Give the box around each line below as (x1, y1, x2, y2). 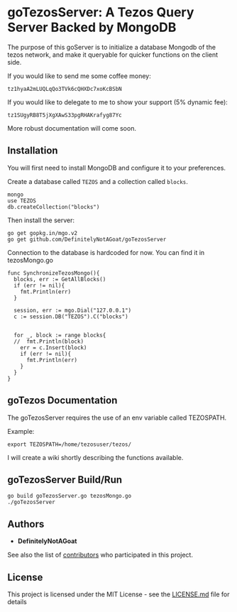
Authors (7, 518, 45, 530)
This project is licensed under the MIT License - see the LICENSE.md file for (7, 590, 230, 599)
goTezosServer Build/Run (7, 474, 123, 486)
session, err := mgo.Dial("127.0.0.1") (13, 307, 132, 314)
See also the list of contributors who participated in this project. (7, 551, 194, 559)
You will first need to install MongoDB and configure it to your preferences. (7, 163, 226, 172)
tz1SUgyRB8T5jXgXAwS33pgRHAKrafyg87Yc (7, 111, 122, 119)
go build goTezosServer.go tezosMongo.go (7, 493, 132, 500)
